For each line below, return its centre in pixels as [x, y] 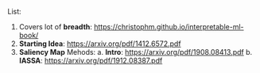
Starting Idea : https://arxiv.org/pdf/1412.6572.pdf [100, 44]
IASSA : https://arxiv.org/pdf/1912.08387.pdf [91, 60]
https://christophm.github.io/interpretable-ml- [169, 27]
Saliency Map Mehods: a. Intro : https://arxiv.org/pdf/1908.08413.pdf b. [136, 52]
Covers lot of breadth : [56, 27]
